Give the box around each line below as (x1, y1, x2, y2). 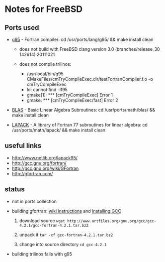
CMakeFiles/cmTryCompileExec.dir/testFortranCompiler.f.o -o (26, 76, 153, 82)
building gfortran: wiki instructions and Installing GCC (11, 208, 121, 214)
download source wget (19, 218, 66, 224)
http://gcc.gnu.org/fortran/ (11, 160, 67, 166)
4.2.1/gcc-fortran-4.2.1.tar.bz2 (19, 223, 89, 228)
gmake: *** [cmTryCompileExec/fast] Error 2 (26, 97, 118, 103)
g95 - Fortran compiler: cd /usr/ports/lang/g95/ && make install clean (11, 36, 154, 42)
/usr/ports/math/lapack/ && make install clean (11, 127, 105, 133)
